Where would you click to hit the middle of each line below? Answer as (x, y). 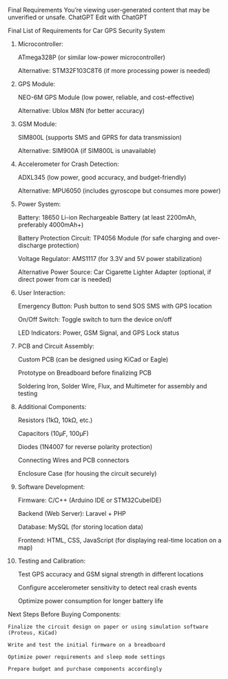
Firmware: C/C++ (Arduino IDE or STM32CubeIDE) (90, 500)
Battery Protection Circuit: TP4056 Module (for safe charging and (111, 238)
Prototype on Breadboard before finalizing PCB (85, 373)
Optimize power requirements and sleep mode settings (87, 657)
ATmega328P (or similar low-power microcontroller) (92, 57)
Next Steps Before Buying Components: (64, 614)
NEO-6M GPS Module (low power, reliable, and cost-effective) (106, 97)
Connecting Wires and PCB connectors (73, 460)
